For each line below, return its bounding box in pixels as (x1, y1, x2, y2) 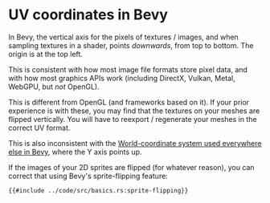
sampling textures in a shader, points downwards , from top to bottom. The (8, 40, 254, 50)
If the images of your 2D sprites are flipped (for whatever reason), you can (8, 162, 255, 172)
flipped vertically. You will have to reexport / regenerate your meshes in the (8, 114, 257, 124)
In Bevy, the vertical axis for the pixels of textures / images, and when (8, 32, 239, 42)
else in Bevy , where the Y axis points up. (8, 147, 142, 156)
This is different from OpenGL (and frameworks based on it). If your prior (8, 97, 250, 107)
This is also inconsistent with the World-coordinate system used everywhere (8, 138, 262, 148)
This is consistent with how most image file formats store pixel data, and (8, 64, 247, 74)
